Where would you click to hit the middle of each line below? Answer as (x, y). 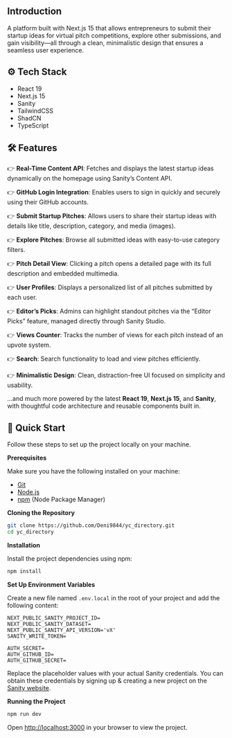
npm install (24, 571)
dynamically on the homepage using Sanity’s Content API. (90, 179)
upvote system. (29, 345)
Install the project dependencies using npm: (70, 559)
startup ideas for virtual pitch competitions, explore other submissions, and (114, 35)
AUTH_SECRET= (26, 648)
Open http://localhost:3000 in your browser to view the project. (98, 727)
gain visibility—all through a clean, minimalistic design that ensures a (105, 43)
